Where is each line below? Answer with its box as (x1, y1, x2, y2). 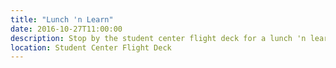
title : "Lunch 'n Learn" (10, 14, 114, 25)
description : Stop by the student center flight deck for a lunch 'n (10, 33, 307, 43)
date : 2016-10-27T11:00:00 (10, 24, 123, 34)
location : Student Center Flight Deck (10, 42, 172, 53)
